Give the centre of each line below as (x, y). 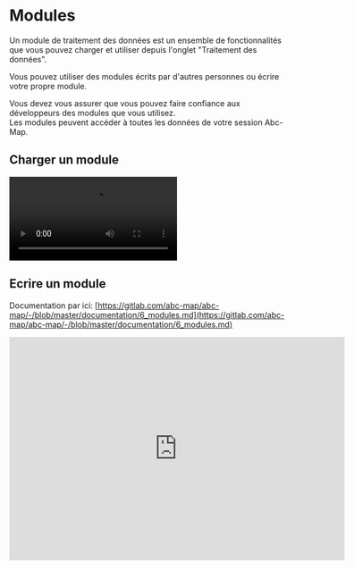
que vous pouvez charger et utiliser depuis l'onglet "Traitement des (133, 49)
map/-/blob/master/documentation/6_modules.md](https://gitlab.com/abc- (147, 314)
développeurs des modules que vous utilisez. (93, 113)
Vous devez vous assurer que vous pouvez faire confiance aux (125, 103)
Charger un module (64, 160)
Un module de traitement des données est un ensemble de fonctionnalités (145, 40)
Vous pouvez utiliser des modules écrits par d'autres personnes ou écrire (144, 76)
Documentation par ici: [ (54, 305)
